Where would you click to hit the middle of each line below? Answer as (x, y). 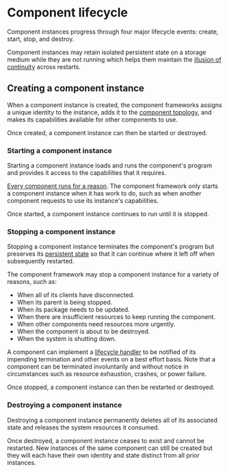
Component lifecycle (68, 13)
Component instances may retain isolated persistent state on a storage (107, 52)
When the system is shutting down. (67, 339)
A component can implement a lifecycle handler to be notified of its (102, 352)
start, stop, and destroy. (41, 38)
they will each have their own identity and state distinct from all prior (104, 455)
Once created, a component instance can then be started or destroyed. (107, 132)
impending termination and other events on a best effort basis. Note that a (111, 359)
